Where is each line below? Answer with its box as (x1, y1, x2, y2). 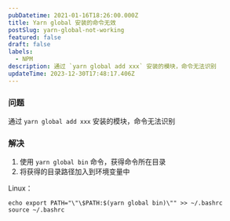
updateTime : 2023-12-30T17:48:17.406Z (8, 70, 135, 78)
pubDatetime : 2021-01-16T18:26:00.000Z (8, 11, 139, 20)
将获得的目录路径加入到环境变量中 (19, 167, 130, 176)
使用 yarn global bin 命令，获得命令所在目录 (19, 158, 166, 167)
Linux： (8, 183, 33, 193)
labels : (8, 48, 34, 56)
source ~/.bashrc (8, 206, 65, 214)
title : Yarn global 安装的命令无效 (8, 19, 116, 27)
